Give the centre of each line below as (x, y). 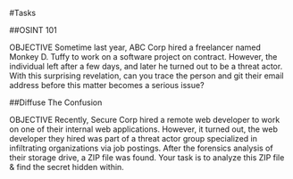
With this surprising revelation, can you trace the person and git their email (146, 76)
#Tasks (23, 13)
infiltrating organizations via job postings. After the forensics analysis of (142, 148)
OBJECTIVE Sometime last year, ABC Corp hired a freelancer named (135, 47)
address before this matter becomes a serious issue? (107, 85)
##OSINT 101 (33, 30)
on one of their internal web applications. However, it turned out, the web (144, 129)
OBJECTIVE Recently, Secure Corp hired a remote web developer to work (145, 120)
